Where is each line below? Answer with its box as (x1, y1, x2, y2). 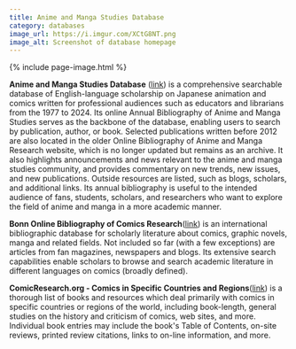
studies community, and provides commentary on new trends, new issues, (9, 164, 281, 174)
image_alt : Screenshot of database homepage (9, 37, 176, 47)
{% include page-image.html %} (9, 62, 127, 73)
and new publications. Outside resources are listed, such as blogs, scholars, (9, 174, 287, 184)
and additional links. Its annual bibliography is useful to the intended (9, 182, 258, 193)
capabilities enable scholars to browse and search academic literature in (9, 256, 274, 267)
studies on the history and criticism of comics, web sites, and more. (9, 311, 256, 322)
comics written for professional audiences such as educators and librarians (9, 98, 284, 109)
